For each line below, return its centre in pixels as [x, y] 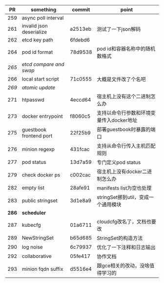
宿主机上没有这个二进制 [124, 96]
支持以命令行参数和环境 [124, 113]
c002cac [81, 175]
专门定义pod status [119, 162]
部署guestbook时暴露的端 [126, 129]
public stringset [40, 201]
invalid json [35, 26]
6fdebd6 [80, 40]
